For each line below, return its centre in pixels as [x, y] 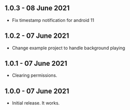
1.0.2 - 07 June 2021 [37, 36]
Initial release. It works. [36, 103]
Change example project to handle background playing [68, 48]
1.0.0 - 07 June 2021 [37, 91]
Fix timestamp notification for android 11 [53, 20]
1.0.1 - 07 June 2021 [36, 63]
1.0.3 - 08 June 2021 [37, 8]
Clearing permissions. [34, 75]
